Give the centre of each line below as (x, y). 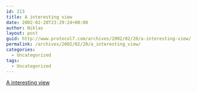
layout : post (22, 33)
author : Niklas (25, 28)
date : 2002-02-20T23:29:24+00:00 (47, 22)
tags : (13, 60)
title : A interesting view (39, 17)
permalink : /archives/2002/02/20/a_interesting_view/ (74, 45)
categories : (21, 50)
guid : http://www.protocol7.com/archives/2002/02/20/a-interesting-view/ (99, 39)
